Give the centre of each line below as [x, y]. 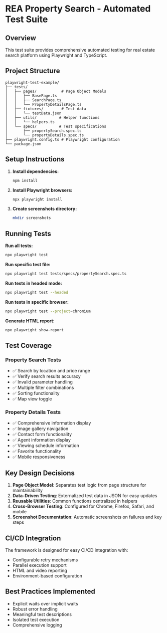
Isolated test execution [36, 619]
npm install [25, 180]
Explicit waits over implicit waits [45, 603]
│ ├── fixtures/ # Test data [46, 109]
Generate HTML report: [30, 321]
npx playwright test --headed [37, 292]
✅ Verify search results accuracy [47, 376]
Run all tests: [19, 246]
